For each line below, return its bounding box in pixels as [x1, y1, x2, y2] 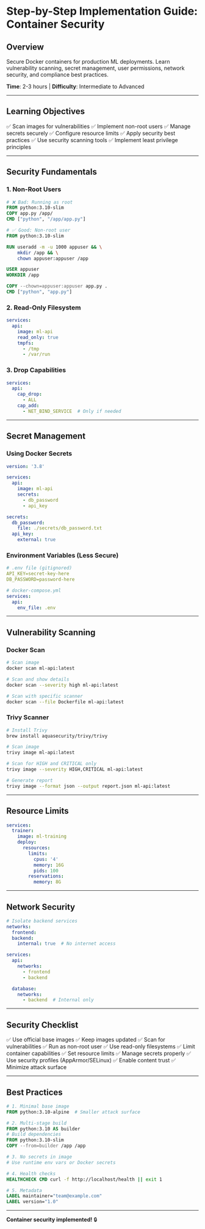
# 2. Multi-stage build [6, 1120, 67, 1126]
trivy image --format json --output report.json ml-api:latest [6, 783, 171, 789]
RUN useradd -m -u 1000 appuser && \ [6, 244, 103, 250]
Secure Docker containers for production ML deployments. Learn [6, 58, 170, 65]
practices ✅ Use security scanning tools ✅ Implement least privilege [6, 136, 178, 143]
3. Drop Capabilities [6, 366, 66, 374]
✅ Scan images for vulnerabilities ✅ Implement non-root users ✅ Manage [6, 123, 191, 130]
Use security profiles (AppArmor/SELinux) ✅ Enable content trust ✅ [6, 1057, 176, 1064]
